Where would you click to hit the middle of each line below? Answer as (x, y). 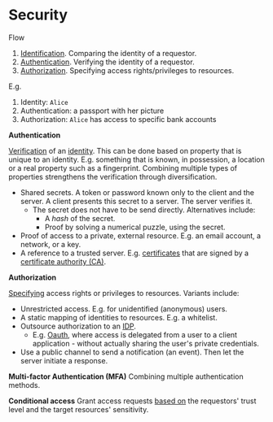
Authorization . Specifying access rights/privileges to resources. (127, 70)
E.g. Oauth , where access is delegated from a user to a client (135, 334)
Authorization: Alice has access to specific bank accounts (118, 119)
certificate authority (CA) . (63, 261)
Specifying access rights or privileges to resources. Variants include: (124, 293)
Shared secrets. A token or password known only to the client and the (137, 192)
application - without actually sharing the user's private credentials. (145, 343)
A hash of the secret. (80, 218)
